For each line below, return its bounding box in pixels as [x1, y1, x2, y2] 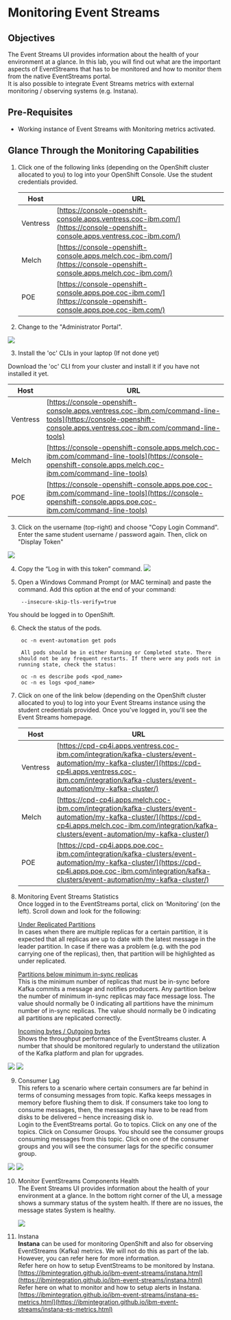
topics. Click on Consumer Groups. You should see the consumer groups [17, 1127, 224, 1135]
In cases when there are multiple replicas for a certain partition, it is [17, 927, 208, 936]
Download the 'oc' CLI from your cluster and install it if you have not [8, 362, 199, 370]
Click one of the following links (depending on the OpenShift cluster [17, 163, 209, 171]
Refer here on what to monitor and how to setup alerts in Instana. [17, 1283, 202, 1291]
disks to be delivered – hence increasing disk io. [17, 1113, 154, 1121]
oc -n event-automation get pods [21, 637, 117, 644]
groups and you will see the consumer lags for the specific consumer [17, 1142, 214, 1150]
